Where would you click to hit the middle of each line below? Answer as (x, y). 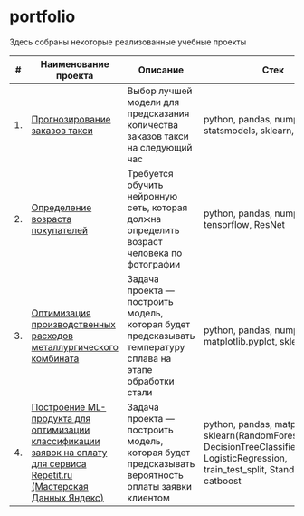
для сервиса (59, 463)
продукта (52, 418)
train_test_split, (235, 469)
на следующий (160, 147)
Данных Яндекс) (67, 498)
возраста (52, 219)
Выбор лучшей (160, 91)
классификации (66, 441)
